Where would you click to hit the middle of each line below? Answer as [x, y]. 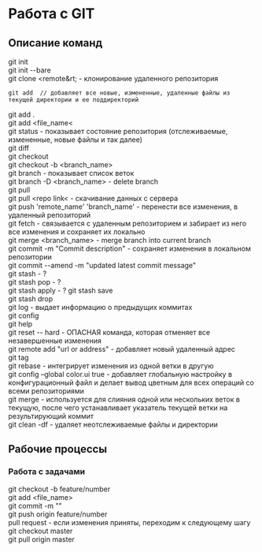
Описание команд [55, 43]
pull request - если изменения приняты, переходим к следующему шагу [129, 522]
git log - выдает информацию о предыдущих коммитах [100, 307]
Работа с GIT [52, 14]
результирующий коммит [51, 416]
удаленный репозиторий [50, 215]
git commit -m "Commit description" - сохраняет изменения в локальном [130, 248]
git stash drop [31, 299]
